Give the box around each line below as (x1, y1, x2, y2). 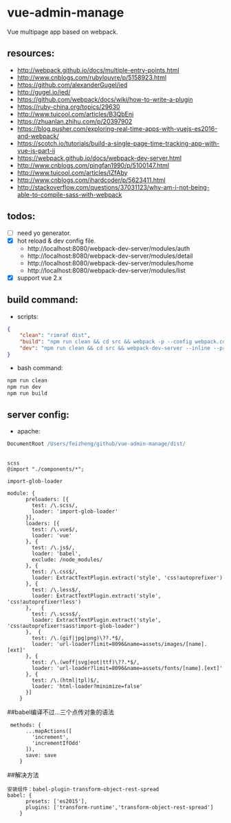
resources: (7, 48, 55, 59)
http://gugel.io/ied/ (16, 88, 71, 96)
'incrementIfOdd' (32, 740, 81, 746)
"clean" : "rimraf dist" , (19, 332, 91, 339)
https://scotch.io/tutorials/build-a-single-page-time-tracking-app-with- (16, 139, 220, 148)
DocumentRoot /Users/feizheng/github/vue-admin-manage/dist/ (7, 440, 186, 447)
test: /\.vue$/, (32, 526, 78, 533)
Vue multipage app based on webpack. (7, 28, 118, 36)
